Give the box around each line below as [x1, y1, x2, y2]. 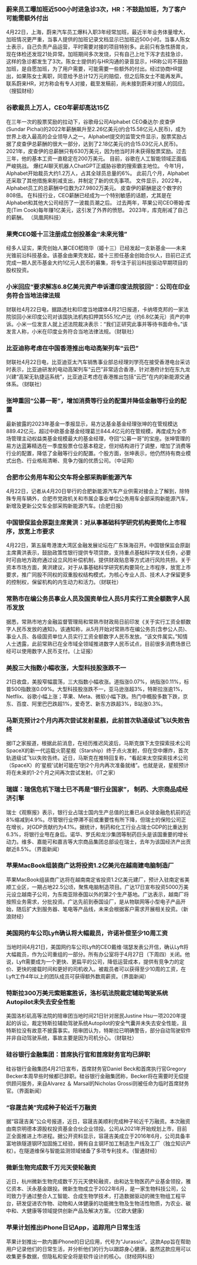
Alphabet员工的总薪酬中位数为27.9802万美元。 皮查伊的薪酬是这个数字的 [6, 184, 183, 191]
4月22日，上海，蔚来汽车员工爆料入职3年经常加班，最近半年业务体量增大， [6, 28, 189, 36]
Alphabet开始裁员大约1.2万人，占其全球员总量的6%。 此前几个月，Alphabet [6, 170, 189, 177]
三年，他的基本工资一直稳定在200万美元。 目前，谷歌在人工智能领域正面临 [6, 155, 187, 162]
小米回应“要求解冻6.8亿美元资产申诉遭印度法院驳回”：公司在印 [6, 283, 185, 291]
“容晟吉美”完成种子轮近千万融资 [6, 1103, 97, 1111]
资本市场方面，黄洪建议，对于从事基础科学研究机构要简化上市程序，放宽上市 [6, 564, 191, 571]
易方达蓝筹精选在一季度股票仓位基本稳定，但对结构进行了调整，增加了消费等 [6, 442, 191, 449]
